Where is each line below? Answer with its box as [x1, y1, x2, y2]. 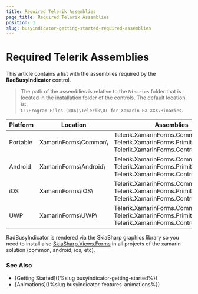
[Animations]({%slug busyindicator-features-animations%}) [14, 281, 160, 288]
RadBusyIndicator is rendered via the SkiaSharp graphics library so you [6, 234, 179, 241]
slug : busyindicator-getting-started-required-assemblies [6, 25, 151, 31]
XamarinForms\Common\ [39, 138, 108, 147]
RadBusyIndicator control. [6, 76, 71, 83]
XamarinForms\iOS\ [39, 187, 94, 195]
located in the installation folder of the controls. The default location [20, 94, 186, 101]
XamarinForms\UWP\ [39, 211, 98, 219]
